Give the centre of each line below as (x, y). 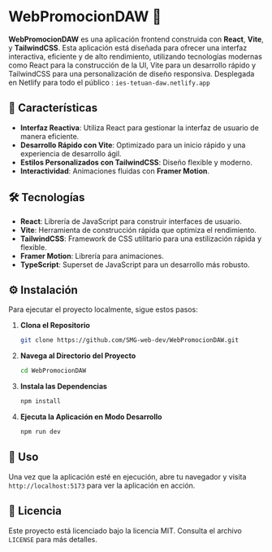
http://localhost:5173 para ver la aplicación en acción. (102, 485)
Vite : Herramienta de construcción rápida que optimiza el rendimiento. (138, 230)
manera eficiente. (50, 136)
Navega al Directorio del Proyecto (78, 356)
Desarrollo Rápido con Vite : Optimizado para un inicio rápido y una (133, 145)
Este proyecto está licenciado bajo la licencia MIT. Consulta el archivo (125, 530)
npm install (40, 401)
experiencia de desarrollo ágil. (71, 153)
